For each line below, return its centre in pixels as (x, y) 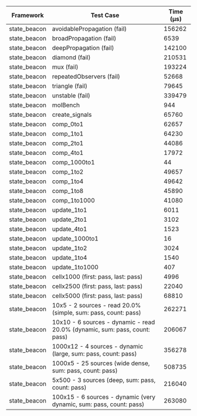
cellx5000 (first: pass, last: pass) (97, 296)
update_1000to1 (75, 239)
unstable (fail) (71, 95)
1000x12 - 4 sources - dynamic (98, 346)
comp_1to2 (68, 172)
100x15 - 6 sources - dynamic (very (103, 397)
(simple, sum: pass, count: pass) (97, 312)
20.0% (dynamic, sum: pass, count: (101, 329)
